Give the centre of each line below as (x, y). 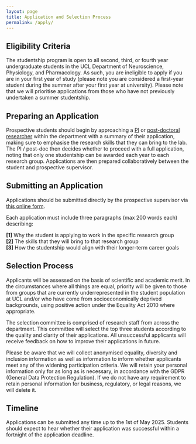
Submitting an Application (55, 186)
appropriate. (21, 311)
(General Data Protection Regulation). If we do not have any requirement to (96, 377)
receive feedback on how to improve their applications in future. (83, 341)
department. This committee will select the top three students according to (96, 329)
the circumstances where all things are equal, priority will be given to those (97, 286)
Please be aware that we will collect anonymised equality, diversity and (92, 353)
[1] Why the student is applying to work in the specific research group (90, 235)
